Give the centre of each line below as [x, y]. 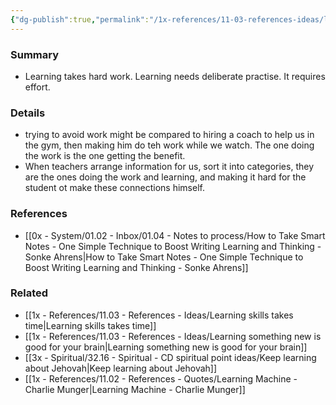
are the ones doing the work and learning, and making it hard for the [165, 177]
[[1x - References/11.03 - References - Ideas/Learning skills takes [159, 315]
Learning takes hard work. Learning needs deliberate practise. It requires [175, 76]
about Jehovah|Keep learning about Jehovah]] [121, 368]
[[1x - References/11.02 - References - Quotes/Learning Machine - [161, 378]
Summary [35, 54]
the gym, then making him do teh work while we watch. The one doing [169, 145]
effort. [37, 87]
